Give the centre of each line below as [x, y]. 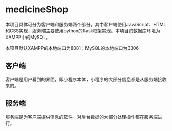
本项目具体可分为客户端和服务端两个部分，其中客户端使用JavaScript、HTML [86, 24]
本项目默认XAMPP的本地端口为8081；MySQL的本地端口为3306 [72, 48]
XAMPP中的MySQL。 [28, 37]
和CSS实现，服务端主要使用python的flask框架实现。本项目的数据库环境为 [83, 31]
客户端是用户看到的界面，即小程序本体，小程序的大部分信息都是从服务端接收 [86, 79]
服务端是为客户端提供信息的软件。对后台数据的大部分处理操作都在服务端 [81, 117]
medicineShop [37, 10]
